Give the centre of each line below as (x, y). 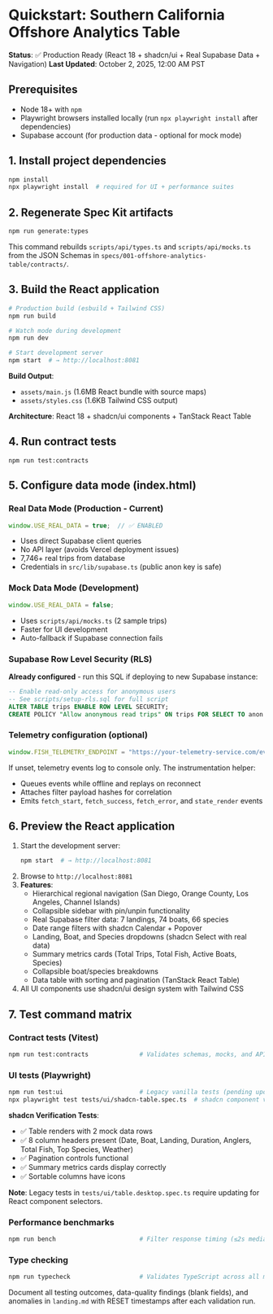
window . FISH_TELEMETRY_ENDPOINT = (67, 752)
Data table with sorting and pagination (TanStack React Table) (136, 980)
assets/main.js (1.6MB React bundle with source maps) (113, 392)
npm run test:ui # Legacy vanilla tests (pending (130, 1093)
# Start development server (56, 353)
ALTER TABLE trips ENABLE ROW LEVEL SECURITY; (89, 707)
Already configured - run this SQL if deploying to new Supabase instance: (133, 677)
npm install (28, 180)
